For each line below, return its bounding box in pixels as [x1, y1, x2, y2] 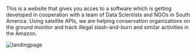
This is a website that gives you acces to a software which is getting [6, 5, 172, 12]
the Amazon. [6, 30, 37, 37]
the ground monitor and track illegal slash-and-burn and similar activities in [6, 23, 189, 31]
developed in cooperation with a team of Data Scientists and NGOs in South [6, 11, 190, 18]
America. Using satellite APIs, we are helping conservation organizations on [6, 18, 190, 24]
